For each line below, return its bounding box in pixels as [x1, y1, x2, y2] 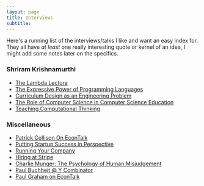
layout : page [6, 9, 40, 15]
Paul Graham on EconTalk [15, 173, 80, 180]
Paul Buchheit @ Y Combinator [15, 166, 93, 174]
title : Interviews [6, 15, 53, 21]
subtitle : [6, 20, 32, 26]
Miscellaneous [6, 120, 51, 129]
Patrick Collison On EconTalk [15, 134, 88, 141]
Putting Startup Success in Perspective [15, 140, 114, 148]
